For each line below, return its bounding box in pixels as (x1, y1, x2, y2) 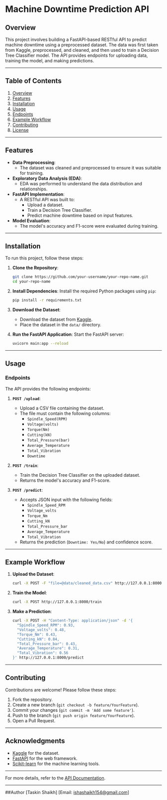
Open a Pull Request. (12, 717, 56, 723)
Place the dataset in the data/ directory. (19, 322, 101, 328)
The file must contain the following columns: (19, 410, 111, 416)
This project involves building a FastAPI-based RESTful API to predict (5, 36, 147, 42)
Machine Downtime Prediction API (5, 3, 149, 15)
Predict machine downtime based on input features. (27, 212, 133, 218)
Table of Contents (5, 77, 62, 85)
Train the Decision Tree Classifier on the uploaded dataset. (19, 472, 141, 478)
